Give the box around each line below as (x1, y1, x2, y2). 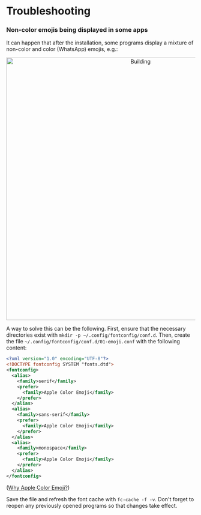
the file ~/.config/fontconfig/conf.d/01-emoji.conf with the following (6, 338, 180, 345)
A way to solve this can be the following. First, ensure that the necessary (6, 325, 186, 333)
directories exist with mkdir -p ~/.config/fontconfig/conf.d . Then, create (6, 331, 190, 339)
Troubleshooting (6, 4, 91, 18)
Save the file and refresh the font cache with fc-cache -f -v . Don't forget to (6, 495, 194, 502)
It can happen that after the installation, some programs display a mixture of (6, 39, 194, 46)
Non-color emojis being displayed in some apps (6, 26, 148, 34)
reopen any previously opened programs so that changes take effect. (6, 502, 178, 509)
